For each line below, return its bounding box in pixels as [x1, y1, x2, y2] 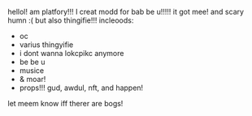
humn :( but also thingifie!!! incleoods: [7, 15, 134, 25]
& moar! [19, 75, 46, 84]
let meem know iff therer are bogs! [7, 99, 124, 108]
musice [19, 66, 45, 75]
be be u [19, 57, 46, 67]
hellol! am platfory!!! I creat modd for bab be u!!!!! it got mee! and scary [7, 7, 245, 16]
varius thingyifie [19, 40, 74, 49]
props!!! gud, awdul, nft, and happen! [19, 83, 144, 92]
